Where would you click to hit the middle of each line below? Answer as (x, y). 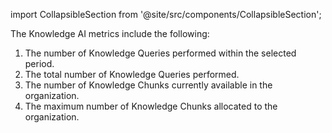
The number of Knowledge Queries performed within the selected (160, 53)
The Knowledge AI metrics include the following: (110, 33)
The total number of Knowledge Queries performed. (132, 74)
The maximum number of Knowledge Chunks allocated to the (151, 106)
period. (39, 63)
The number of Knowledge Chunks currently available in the (148, 85)
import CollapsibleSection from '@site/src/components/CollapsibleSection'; (166, 14)
